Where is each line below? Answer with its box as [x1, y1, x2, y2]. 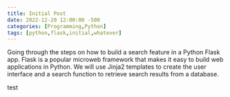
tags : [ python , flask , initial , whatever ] [7, 29, 122, 36]
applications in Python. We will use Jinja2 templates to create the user [7, 63, 207, 71]
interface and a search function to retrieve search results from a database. [7, 70, 219, 78]
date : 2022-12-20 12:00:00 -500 [7, 17, 100, 23]
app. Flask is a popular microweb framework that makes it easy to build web [7, 56, 224, 64]
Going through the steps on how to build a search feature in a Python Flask [7, 48, 220, 56]
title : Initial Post [7, 10, 67, 17]
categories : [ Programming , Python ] [7, 23, 107, 30]
